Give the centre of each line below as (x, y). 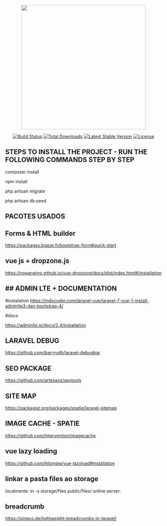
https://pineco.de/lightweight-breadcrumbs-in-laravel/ (61, 519)
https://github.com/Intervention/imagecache (50, 435)
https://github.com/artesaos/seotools (43, 380)
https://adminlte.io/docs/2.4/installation (45, 325)
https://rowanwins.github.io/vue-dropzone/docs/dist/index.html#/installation (83, 273)
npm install (16, 181)
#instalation (17, 301)
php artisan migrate (25, 191)
